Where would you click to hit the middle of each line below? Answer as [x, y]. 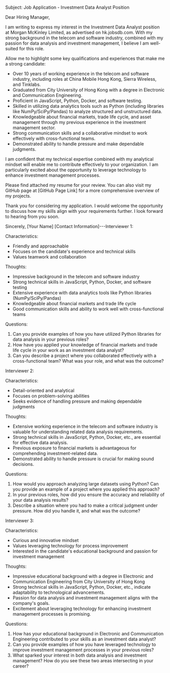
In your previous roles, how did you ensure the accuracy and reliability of [89, 494]
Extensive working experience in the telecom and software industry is [85, 426]
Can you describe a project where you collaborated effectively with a [84, 356]
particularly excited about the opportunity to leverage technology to [76, 170]
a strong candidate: [26, 64]
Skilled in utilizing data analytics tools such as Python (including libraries [88, 106]
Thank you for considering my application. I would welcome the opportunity [84, 206]
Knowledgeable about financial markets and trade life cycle [74, 303]
